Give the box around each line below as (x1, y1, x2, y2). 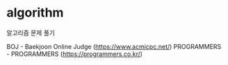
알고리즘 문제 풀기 (6, 28, 55, 37)
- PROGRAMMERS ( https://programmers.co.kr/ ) (6, 50, 143, 58)
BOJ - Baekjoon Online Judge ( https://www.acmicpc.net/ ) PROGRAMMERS (6, 42, 222, 50)
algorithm (6, 5, 64, 21)
